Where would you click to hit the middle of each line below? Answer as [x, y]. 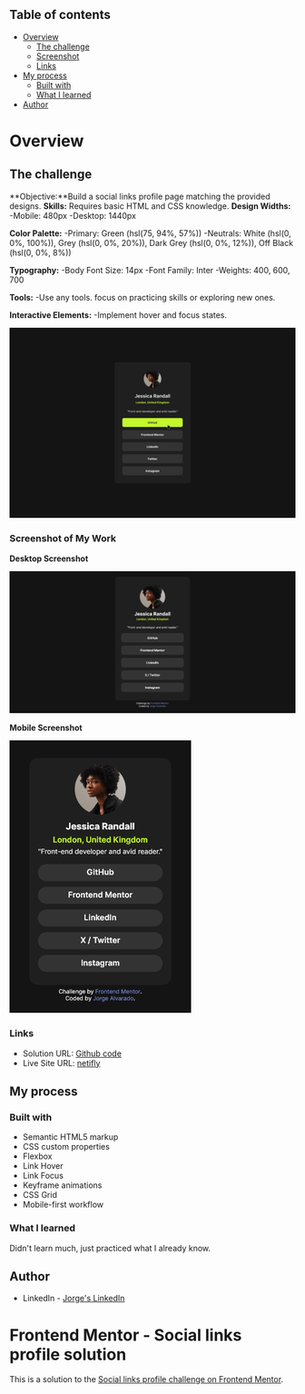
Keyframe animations [62, 1185]
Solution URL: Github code [72, 1053]
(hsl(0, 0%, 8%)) [40, 252]
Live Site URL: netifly [61, 1063]
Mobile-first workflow [63, 1205]
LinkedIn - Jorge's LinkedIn [74, 1299]
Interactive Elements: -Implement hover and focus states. [118, 315]
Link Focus [43, 1176]
